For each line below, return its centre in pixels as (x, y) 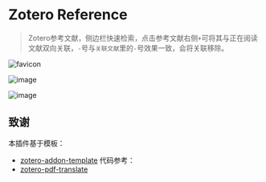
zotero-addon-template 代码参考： (77, 160)
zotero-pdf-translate (54, 169)
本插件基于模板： (37, 143)
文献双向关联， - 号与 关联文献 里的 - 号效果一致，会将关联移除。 (128, 48)
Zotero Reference (68, 15)
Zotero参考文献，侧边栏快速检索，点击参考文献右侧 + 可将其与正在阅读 (143, 38)
